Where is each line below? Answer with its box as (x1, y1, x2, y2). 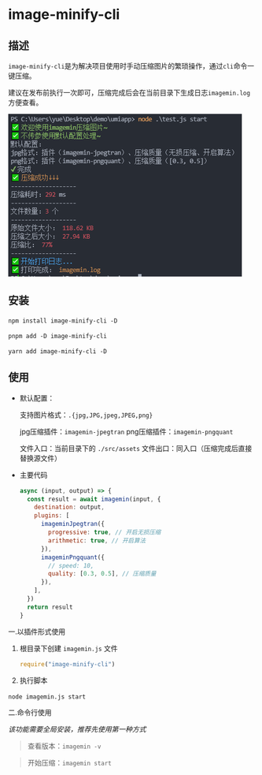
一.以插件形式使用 (8, 627, 66, 636)
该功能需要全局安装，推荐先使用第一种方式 (8, 724, 146, 734)
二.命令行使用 (8, 707, 53, 717)
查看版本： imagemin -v (27, 741, 101, 751)
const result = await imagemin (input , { (27, 495, 161, 503)
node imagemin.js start (8, 692, 87, 701)
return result (27, 603, 73, 611)
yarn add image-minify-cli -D (8, 347, 108, 356)
